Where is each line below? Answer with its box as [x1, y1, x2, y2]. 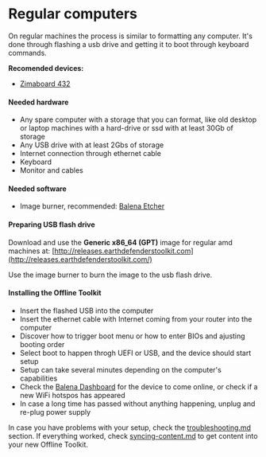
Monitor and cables [19, 166, 83, 175]
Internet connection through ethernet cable [19, 149, 161, 158]
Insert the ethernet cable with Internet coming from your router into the [19, 314, 253, 323]
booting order [19, 339, 65, 349]
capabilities [19, 373, 58, 383]
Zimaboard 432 [19, 79, 71, 88]
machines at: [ [8, 246, 56, 256]
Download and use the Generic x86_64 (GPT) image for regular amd [8, 237, 233, 247]
